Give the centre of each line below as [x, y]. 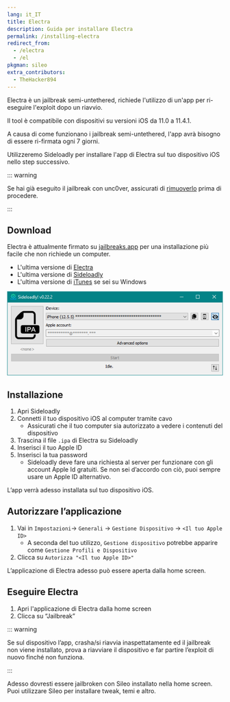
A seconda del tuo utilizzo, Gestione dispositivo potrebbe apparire [122, 542]
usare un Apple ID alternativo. [69, 477]
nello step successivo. [39, 162]
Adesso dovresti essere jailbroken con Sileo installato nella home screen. [110, 683]
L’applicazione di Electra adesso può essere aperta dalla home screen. [107, 570]
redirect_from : [29, 44]
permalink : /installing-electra [53, 36]
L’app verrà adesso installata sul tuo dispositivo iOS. [80, 490]
